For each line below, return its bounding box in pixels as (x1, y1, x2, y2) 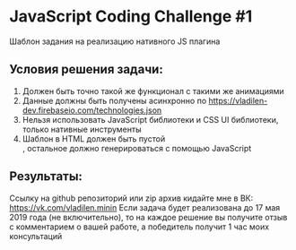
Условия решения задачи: (9, 62, 163, 77)
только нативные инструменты (22, 124, 142, 134)
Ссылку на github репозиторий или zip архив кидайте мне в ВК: (9, 193, 254, 203)
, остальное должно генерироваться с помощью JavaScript (22, 142, 252, 153)
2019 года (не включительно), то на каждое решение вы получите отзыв (9, 211, 288, 222)
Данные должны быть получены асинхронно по (22, 95, 207, 106)
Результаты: (9, 168, 83, 185)
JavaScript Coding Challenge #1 (9, 6, 253, 27)
